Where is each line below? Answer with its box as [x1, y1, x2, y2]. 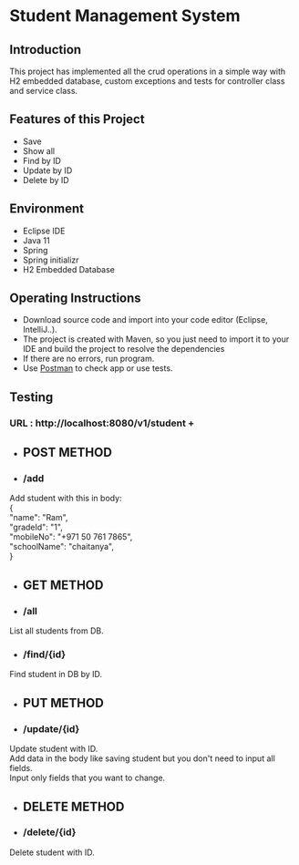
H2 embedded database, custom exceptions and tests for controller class [9, 76, 285, 87]
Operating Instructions [9, 291, 141, 306]
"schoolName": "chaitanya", [9, 541, 114, 552]
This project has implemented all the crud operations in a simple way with [9, 66, 286, 77]
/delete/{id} [22, 826, 77, 839]
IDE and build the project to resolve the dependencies [22, 344, 225, 355]
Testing [9, 389, 54, 405]
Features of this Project [9, 111, 145, 128]
